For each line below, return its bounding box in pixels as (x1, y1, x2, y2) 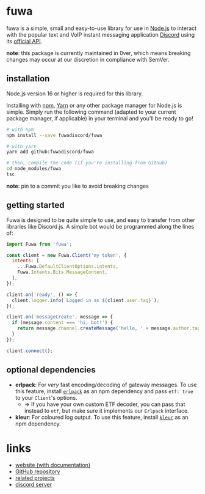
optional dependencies (6, 365, 96, 375)
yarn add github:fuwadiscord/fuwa (6, 149, 95, 155)
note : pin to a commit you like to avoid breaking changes (6, 182, 149, 190)
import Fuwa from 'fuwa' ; (6, 241, 72, 247)
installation (6, 73, 50, 84)
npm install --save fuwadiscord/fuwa (6, 132, 103, 138)
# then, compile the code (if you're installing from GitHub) (6, 160, 168, 166)
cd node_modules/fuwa (6, 166, 62, 172)
